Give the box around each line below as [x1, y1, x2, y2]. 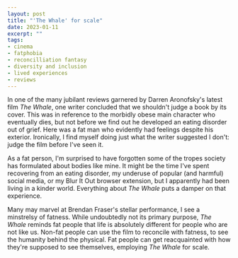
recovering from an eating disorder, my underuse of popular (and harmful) [7, 169, 224, 177]
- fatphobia [7, 50, 42, 57]
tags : [7, 37, 23, 44]
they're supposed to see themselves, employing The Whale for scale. [7, 243, 210, 252]
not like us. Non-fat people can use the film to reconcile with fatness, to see [7, 228, 229, 237]
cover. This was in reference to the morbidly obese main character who [7, 110, 216, 119]
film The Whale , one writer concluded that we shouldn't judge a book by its [7, 103, 227, 112]
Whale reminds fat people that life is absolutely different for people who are [7, 221, 228, 229]
